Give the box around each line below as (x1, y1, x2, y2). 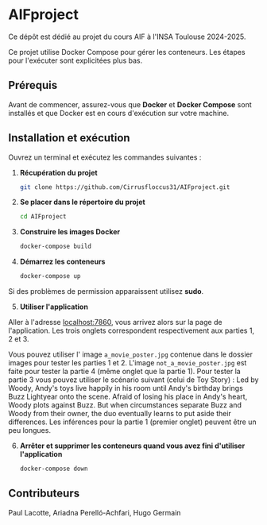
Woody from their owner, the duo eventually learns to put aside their (8, 409, 232, 419)
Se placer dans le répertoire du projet (19, 197, 145, 207)
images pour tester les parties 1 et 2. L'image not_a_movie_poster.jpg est (8, 358, 247, 368)
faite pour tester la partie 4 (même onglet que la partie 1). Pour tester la (8, 367, 241, 376)
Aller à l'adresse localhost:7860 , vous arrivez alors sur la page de (8, 318, 222, 327)
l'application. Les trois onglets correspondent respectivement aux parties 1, (8, 326, 255, 335)
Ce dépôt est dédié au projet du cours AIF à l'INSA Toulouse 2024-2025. (8, 32, 246, 41)
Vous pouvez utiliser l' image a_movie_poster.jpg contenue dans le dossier (8, 349, 253, 359)
